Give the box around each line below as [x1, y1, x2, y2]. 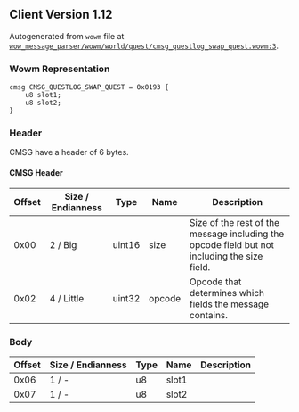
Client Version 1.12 [9, 7, 113, 22]
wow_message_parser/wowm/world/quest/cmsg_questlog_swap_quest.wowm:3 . [9, 40, 279, 51]
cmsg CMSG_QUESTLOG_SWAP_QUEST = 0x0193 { [9, 83, 169, 92]
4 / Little [49, 292, 85, 304]
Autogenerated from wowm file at [9, 30, 125, 41]
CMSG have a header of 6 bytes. [9, 147, 129, 158]
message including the [190, 227, 285, 240]
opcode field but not [190, 238, 274, 251]
